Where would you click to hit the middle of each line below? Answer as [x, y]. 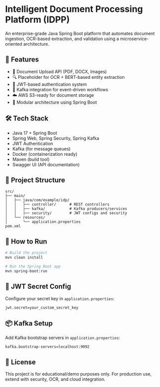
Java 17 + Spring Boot [35, 133]
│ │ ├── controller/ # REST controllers [57, 204]
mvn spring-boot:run [27, 271]
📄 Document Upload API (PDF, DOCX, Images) [59, 71]
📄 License [21, 362]
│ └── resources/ [25, 218]
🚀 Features [22, 60]
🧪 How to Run [26, 241]
